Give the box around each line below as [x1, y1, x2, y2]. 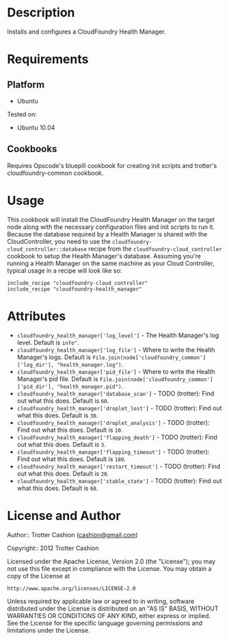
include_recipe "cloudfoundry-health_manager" [7, 286, 142, 293]
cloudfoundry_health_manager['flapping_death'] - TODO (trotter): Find [16, 433, 217, 441]
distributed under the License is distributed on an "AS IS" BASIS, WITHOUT [7, 604, 219, 613]
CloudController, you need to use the [7, 237, 111, 245]
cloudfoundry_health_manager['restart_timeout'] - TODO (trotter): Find [16, 462, 221, 470]
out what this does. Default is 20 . [16, 469, 109, 478]
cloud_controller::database [7, 245, 87, 253]
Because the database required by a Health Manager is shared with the [7, 230, 208, 238]
